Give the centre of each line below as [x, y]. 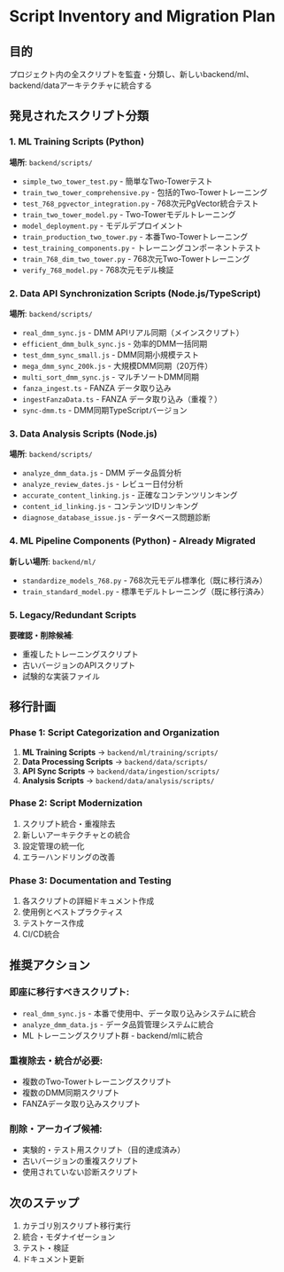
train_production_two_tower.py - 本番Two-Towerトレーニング [135, 236]
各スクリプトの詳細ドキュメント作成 [88, 901]
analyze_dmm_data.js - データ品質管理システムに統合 [118, 1024]
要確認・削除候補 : [42, 635]
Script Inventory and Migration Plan [142, 16]
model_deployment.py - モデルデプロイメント [103, 225]
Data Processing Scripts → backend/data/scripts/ [115, 761]
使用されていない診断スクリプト [80, 1172]
